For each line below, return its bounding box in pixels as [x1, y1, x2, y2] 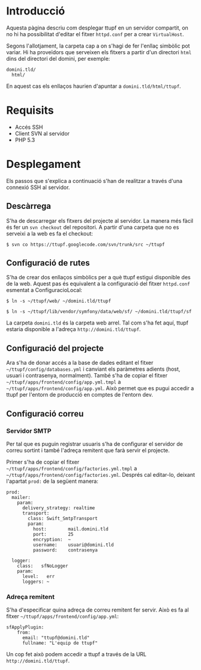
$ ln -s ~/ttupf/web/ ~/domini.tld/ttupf [6, 298, 112, 305]
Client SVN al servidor [14, 129, 70, 137]
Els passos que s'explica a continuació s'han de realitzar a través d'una [6, 177, 183, 184]
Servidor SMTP [6, 426, 52, 435]
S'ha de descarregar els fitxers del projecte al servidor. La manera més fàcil [6, 217, 194, 224]
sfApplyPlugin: [6, 624, 44, 630]
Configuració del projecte [6, 343, 104, 353]
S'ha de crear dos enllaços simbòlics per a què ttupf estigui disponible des [6, 274, 191, 281]
